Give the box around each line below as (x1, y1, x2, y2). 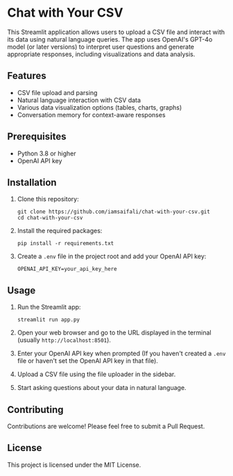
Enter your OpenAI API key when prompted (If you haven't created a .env (17, 349, 226, 358)
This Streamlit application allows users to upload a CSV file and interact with (7, 28, 225, 36)
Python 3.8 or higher (17, 149, 76, 158)
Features (7, 70, 46, 82)
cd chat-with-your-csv (17, 214, 83, 221)
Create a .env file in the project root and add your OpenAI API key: (17, 252, 207, 261)
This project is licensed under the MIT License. (7, 460, 141, 469)
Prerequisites (7, 130, 67, 143)
